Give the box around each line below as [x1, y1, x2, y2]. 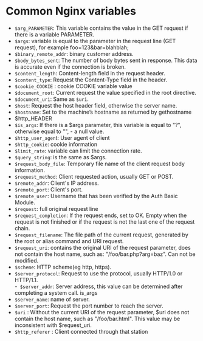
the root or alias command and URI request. [14, 237, 124, 244]
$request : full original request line [14, 205, 98, 212]
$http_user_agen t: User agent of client [14, 134, 110, 141]
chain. [14, 224, 30, 232]
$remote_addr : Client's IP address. [14, 179, 99, 187]
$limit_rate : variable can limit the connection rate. [14, 147, 142, 154]
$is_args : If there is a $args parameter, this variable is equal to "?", [14, 121, 182, 128]
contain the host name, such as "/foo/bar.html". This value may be [14, 315, 181, 322]
